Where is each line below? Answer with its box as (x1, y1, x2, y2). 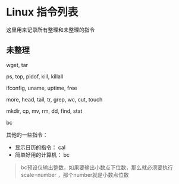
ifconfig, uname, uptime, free (6, 84, 77, 91)
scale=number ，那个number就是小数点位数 (20, 171, 129, 178)
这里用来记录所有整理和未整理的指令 (6, 26, 95, 33)
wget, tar (6, 61, 29, 68)
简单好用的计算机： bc (14, 151, 70, 158)
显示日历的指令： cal (14, 144, 66, 151)
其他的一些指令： (6, 131, 48, 138)
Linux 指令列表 (6, 5, 78, 19)
